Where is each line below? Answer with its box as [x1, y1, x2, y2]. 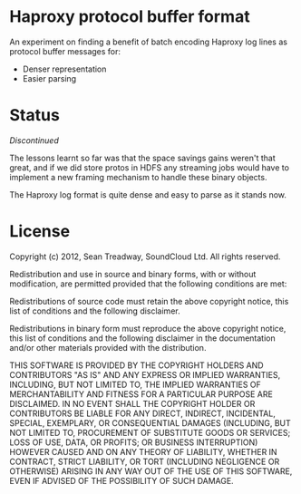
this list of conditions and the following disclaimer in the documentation [9, 333, 276, 344]
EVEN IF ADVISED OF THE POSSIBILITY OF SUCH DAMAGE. [9, 475, 234, 486]
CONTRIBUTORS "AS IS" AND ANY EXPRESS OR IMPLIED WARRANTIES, [9, 369, 281, 380]
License [9, 221, 71, 242]
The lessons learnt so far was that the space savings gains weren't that [9, 152, 276, 163]
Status [9, 105, 61, 126]
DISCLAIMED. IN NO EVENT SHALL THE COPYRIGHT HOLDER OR [9, 398, 256, 409]
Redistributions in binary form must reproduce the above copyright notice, [9, 323, 286, 334]
